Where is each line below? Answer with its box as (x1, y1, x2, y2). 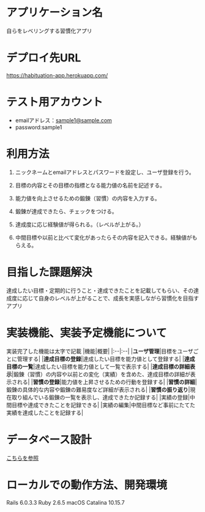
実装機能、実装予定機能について (6, 326, 167, 340)
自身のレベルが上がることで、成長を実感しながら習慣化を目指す (38, 294, 199, 302)
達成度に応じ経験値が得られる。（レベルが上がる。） (15, 221, 144, 228)
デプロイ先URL (6, 51, 81, 65)
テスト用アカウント (6, 95, 103, 109)
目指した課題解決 (6, 265, 93, 279)
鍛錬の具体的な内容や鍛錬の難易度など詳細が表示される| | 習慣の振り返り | (6, 385, 190, 393)
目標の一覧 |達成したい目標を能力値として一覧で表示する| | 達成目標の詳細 (6, 363, 190, 370)
